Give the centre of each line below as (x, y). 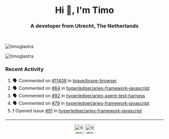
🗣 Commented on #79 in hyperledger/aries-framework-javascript (81, 103)
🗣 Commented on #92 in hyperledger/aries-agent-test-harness (79, 95)
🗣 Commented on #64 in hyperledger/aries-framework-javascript (81, 88)
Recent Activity (25, 69)
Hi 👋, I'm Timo (84, 10)
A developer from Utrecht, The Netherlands (84, 26)
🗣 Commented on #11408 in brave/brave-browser (65, 80)
